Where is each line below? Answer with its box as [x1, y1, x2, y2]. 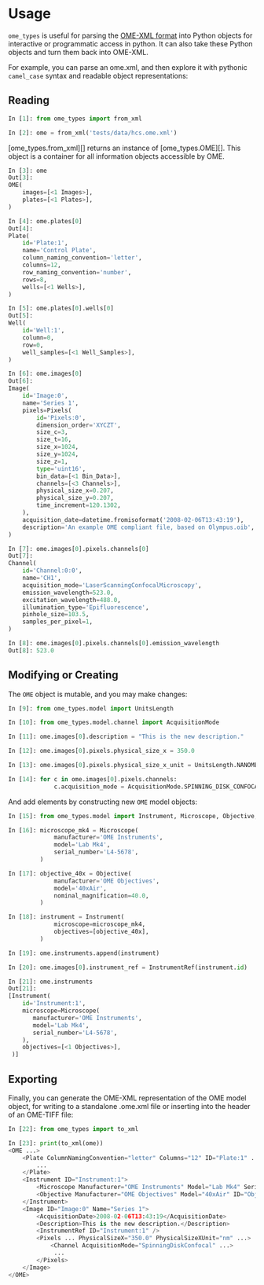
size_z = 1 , [36, 457, 68, 465]
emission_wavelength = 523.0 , [22, 589, 114, 597]
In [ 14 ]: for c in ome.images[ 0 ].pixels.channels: [8, 775, 178, 783]
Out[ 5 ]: [8, 312, 34, 320]
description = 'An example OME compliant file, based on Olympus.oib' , [22, 523, 255, 531]
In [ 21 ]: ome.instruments [8, 978, 93, 986]
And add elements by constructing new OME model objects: [8, 797, 198, 806]
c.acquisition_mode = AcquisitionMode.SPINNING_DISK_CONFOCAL [53, 783, 262, 791]
